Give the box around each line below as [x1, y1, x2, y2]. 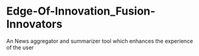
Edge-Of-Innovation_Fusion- [6, 4, 156, 18]
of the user [6, 44, 34, 51]
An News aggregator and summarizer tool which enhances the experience [6, 37, 194, 44]
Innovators [6, 17, 63, 31]
